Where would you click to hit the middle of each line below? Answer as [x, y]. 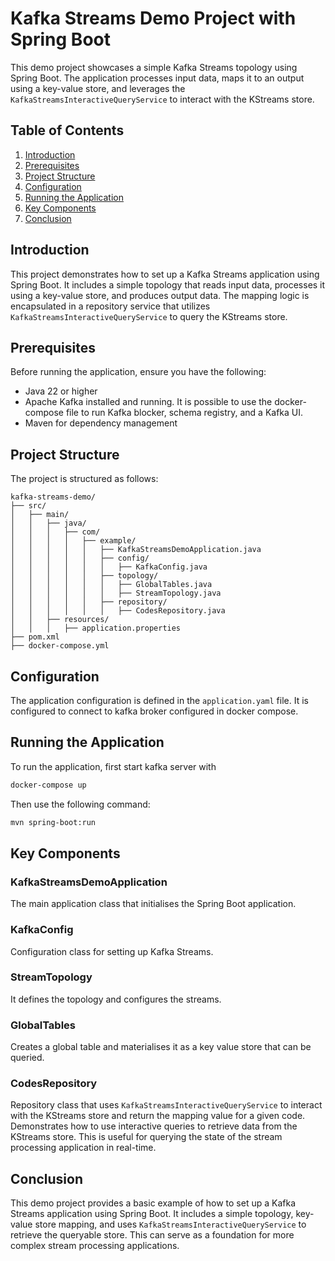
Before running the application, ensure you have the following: [138, 372]
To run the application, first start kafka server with [113, 766]
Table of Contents [67, 130]
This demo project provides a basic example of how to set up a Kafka [153, 1203]
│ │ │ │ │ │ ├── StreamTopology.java [116, 593]
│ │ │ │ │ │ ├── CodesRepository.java [118, 611]
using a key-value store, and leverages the [98, 88]
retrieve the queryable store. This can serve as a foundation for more [152, 1235]
